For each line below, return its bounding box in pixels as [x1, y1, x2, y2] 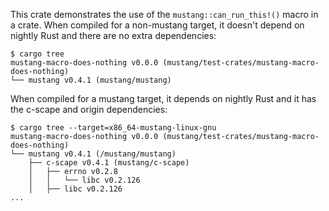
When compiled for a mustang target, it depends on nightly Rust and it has [10, 93, 317, 104]
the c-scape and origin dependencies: [10, 104, 168, 115]
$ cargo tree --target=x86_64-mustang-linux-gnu [10, 123, 217, 133]
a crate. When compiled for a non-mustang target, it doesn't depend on [10, 19, 305, 31]
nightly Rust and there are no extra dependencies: [10, 30, 217, 41]
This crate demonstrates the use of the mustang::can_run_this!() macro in [10, 9, 319, 20]
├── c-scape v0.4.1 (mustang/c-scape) [28, 158, 190, 168]
